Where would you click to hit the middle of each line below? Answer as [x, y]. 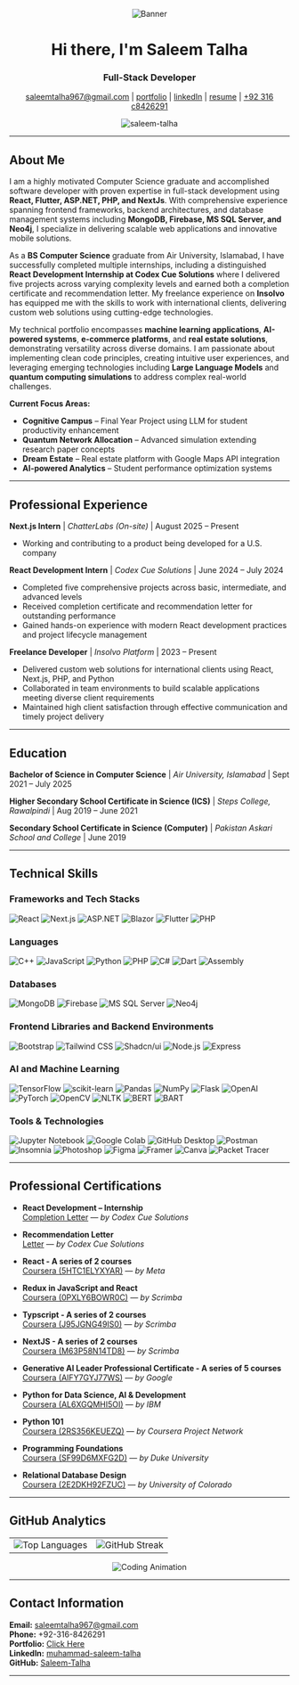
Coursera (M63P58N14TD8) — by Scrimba [101, 1351]
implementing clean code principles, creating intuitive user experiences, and [149, 358]
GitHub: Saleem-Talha [50, 1663]
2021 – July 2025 [41, 783]
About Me [37, 160]
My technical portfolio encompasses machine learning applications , [135, 330]
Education [38, 753]
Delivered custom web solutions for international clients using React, [148, 669]
